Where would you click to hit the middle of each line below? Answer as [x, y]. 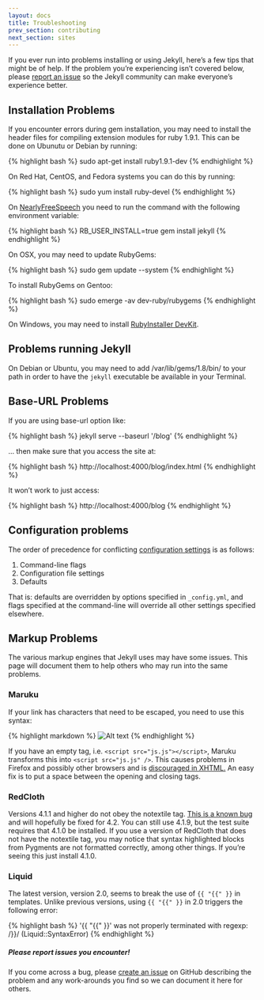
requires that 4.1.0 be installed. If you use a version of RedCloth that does [127, 830]
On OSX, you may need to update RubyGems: [82, 255]
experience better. [38, 85]
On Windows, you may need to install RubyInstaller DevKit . [104, 324]
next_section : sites [42, 38]
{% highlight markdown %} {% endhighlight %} [102, 735]
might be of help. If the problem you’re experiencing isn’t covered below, [126, 69]
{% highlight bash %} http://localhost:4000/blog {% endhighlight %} [120, 505]
